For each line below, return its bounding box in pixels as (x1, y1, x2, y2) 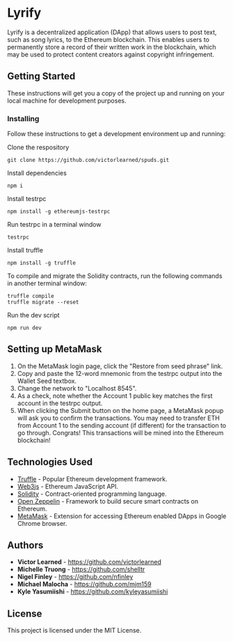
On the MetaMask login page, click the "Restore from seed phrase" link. (17, 361, 223, 370)
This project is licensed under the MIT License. (7, 626, 142, 635)
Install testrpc (7, 195, 47, 203)
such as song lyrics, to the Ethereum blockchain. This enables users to (7, 35, 210, 43)
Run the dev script (7, 311, 61, 319)
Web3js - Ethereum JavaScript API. (17, 482, 119, 490)
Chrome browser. (17, 519, 67, 527)
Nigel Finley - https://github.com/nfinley (17, 573, 134, 581)
